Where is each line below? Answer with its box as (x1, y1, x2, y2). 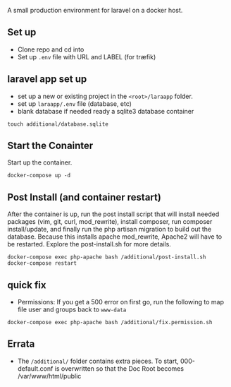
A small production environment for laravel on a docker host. (7, 6, 183, 14)
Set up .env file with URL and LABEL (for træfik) (17, 52, 156, 61)
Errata (7, 338, 35, 350)
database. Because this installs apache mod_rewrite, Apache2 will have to (7, 232, 223, 241)
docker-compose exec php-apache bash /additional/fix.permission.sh (7, 319, 213, 326)
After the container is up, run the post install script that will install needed (7, 210, 220, 218)
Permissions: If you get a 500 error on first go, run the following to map (17, 298, 224, 306)
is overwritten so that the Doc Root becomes (54, 364, 185, 373)
